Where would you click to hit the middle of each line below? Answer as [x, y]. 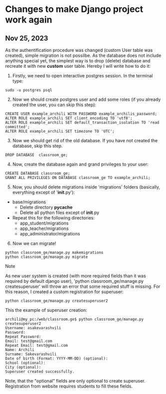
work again [29, 20]
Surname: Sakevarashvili [31, 354]
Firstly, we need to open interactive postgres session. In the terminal [83, 76]
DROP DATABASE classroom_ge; [37, 155]
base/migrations [29, 202]
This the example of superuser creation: [46, 310]
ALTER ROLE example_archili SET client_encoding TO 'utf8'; [69, 118]
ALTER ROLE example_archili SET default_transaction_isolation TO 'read [82, 123]
